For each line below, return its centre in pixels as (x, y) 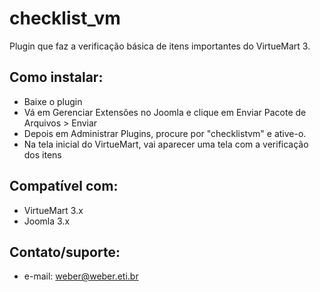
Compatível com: (64, 186)
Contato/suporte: (65, 252)
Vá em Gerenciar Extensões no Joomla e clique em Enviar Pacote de (165, 112)
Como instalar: (56, 77)
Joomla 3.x (47, 221)
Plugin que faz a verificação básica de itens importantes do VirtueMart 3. (160, 46)
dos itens (42, 154)
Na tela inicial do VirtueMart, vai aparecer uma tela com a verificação (166, 144)
